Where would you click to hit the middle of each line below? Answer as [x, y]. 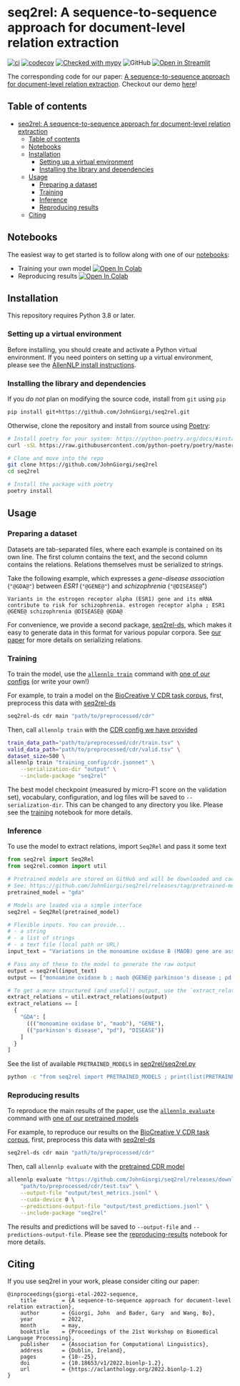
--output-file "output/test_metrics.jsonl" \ [89, 1193]
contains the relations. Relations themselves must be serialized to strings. [115, 564]
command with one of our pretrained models [73, 1118]
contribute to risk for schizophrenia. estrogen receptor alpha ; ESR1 [116, 605]
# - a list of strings [41, 938]
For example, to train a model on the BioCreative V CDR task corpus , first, [115, 695]
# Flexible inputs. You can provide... [67, 925]
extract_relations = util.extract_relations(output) [87, 997]
